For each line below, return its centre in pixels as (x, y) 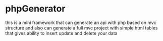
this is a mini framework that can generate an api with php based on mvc (81, 22)
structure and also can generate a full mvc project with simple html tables (82, 27)
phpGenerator (35, 9)
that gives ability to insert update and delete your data (61, 33)
